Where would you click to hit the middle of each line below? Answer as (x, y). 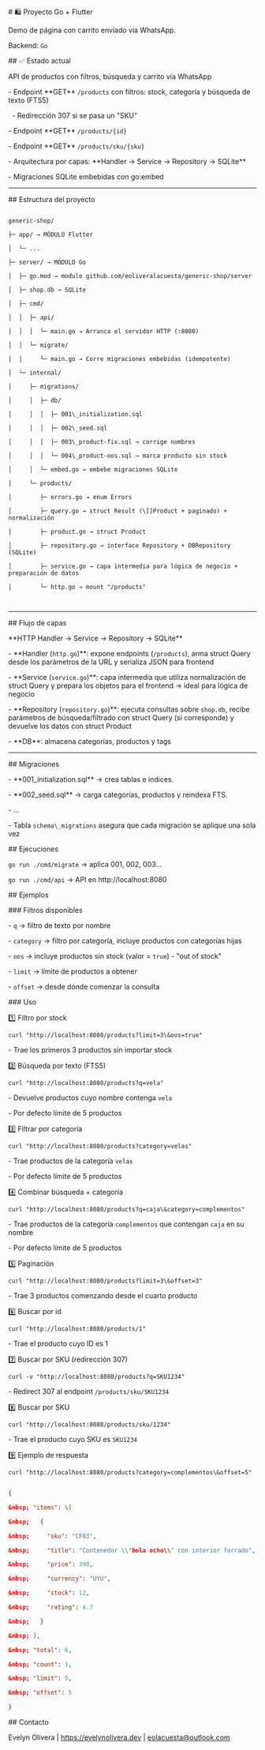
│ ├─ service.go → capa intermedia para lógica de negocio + (123, 566)
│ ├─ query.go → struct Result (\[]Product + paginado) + (118, 511)
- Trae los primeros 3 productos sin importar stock (90, 1050)
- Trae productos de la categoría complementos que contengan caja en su (126, 1224)
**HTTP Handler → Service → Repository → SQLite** (95, 638)
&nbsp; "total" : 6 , (40, 1650)
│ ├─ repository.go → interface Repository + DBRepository (119, 546)
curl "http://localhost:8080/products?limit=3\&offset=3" (105, 1281)
